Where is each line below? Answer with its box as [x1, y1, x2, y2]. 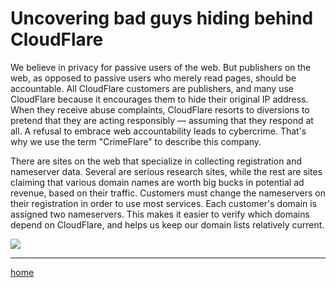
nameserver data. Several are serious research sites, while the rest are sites [10, 165, 323, 177]
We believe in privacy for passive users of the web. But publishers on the [10, 61, 312, 73]
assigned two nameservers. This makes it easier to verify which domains [10, 208, 310, 220]
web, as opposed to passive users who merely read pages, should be [10, 72, 297, 84]
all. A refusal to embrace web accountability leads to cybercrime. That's [10, 125, 307, 137]
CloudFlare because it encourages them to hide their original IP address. [10, 93, 309, 105]
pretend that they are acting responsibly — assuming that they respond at [10, 114, 314, 126]
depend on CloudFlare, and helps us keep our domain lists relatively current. [10, 218, 325, 231]
